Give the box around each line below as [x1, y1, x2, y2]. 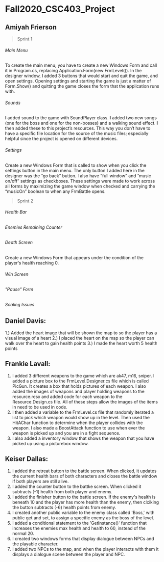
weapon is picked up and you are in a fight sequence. [12, 430, 121, 436]
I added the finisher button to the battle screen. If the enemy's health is [12, 494, 156, 500]
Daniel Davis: [5, 317, 47, 325]
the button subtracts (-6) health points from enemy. [12, 504, 117, 510]
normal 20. [12, 530, 34, 536]
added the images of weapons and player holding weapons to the [12, 388, 145, 394]
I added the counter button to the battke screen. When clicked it [12, 483, 141, 489]
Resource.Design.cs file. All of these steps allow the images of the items [12, 399, 158, 404]
